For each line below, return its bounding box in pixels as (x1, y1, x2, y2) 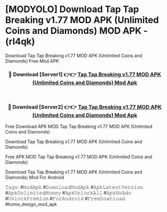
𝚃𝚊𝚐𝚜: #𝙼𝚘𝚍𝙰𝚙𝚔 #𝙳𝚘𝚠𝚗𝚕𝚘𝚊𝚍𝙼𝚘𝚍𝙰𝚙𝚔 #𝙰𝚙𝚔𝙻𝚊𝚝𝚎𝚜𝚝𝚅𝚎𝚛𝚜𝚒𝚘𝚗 (5, 184, 144, 190)
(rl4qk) (5, 36, 35, 48)
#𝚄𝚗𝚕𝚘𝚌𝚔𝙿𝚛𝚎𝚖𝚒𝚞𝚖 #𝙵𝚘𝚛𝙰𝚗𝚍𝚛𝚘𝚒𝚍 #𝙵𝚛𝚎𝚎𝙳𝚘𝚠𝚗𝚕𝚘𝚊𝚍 (5, 195, 125, 201)
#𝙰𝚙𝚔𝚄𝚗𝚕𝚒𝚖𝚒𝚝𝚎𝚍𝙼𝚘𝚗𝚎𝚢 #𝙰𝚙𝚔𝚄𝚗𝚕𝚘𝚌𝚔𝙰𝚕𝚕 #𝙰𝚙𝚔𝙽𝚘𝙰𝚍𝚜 (5, 190, 132, 196)
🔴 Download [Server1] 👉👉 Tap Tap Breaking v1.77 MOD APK (8, 71, 161, 78)
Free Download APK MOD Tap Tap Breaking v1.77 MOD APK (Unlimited (5, 123, 152, 130)
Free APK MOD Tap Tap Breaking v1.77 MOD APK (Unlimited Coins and (5, 153, 152, 160)
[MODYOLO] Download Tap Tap (5, 4, 139, 15)
